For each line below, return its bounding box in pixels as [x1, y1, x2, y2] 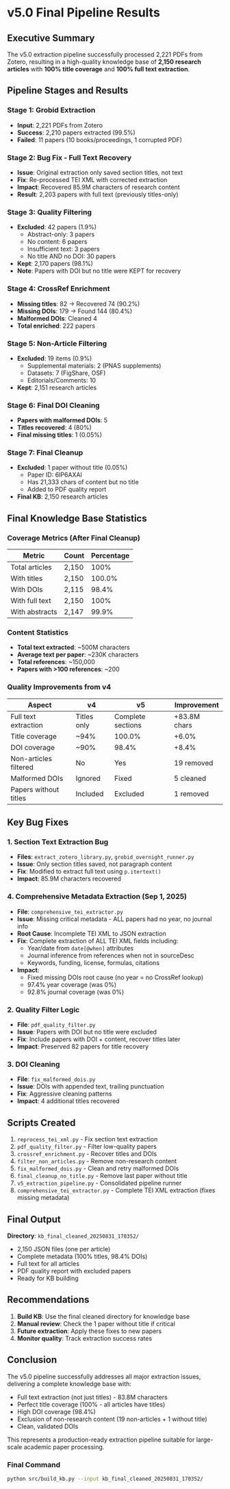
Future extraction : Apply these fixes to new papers [16, 1327, 162, 1335]
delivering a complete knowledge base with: [7, 1379, 132, 1388]
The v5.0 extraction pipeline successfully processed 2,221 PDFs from [7, 50, 203, 58]
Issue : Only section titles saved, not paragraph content [16, 860, 172, 868]
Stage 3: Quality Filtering [7, 207, 92, 217]
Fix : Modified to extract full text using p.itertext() [16, 867, 162, 876]
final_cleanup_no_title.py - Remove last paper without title [16, 1172, 188, 1180]
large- [196, 1435, 214, 1444]
